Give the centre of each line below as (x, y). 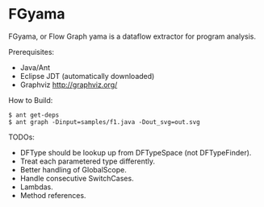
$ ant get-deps (34, 115)
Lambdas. (37, 187)
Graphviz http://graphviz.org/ (69, 85)
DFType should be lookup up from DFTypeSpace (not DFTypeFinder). (136, 152)
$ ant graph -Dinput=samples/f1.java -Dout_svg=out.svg (104, 122)
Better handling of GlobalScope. (73, 169)
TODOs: (21, 137)
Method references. (53, 195)
